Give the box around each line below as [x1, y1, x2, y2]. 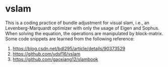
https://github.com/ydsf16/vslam [12, 51, 81, 57]
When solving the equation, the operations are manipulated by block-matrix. [5, 30, 163, 36]
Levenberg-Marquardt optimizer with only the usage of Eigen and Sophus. [5, 25, 160, 31]
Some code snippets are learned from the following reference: [5, 36, 135, 42]
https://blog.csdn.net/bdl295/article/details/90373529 [12, 45, 126, 51]
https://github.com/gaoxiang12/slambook [12, 56, 98, 62]
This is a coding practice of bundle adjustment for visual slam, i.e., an [5, 20, 150, 26]
